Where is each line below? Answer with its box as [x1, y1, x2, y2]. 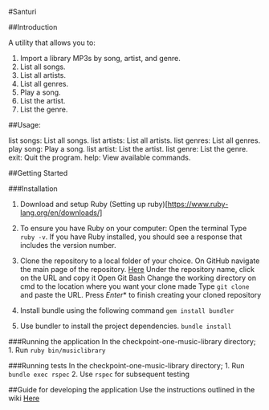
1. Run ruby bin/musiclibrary [8, 345, 106, 355]
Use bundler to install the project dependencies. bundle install [19, 321, 232, 331]
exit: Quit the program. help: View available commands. [8, 152, 191, 162]
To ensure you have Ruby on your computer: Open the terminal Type [19, 224, 247, 233]
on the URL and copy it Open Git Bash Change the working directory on [19, 273, 257, 282]
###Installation [8, 184, 58, 193]
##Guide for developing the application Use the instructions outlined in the [8, 385, 255, 394]
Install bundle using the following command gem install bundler [19, 306, 234, 315]
